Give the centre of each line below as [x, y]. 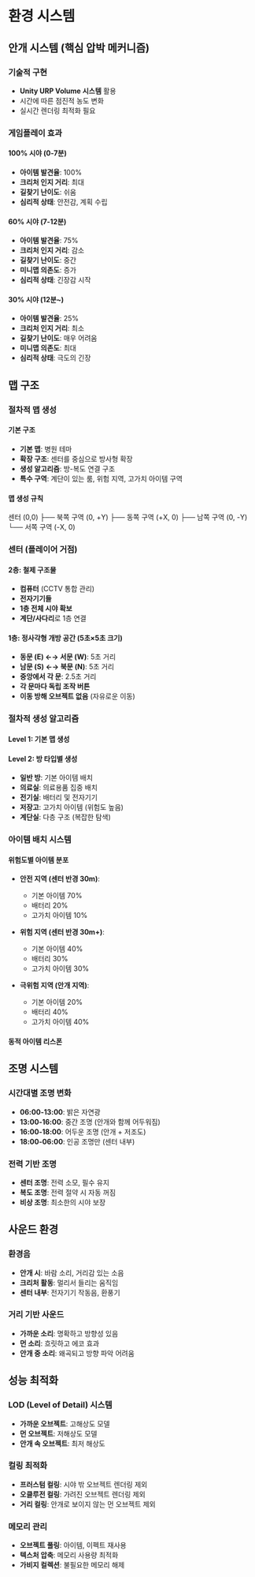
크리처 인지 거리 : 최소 [52, 328]
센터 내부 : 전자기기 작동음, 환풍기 [70, 1292]
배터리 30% [50, 959]
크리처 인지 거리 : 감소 [52, 250]
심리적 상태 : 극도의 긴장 [55, 358]
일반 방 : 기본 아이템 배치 [56, 777]
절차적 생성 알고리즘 [44, 719]
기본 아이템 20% [57, 1002]
